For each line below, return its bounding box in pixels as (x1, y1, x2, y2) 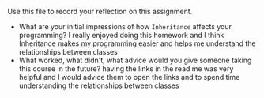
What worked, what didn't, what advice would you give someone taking (18, 55, 252, 65)
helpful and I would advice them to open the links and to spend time (18, 73, 240, 81)
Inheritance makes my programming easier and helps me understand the (18, 39, 256, 48)
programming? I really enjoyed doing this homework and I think (18, 31, 224, 40)
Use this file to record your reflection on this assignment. (7, 7, 193, 16)
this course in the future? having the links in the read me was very (18, 64, 234, 73)
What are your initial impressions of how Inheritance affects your (18, 22, 232, 31)
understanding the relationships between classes (18, 81, 179, 90)
